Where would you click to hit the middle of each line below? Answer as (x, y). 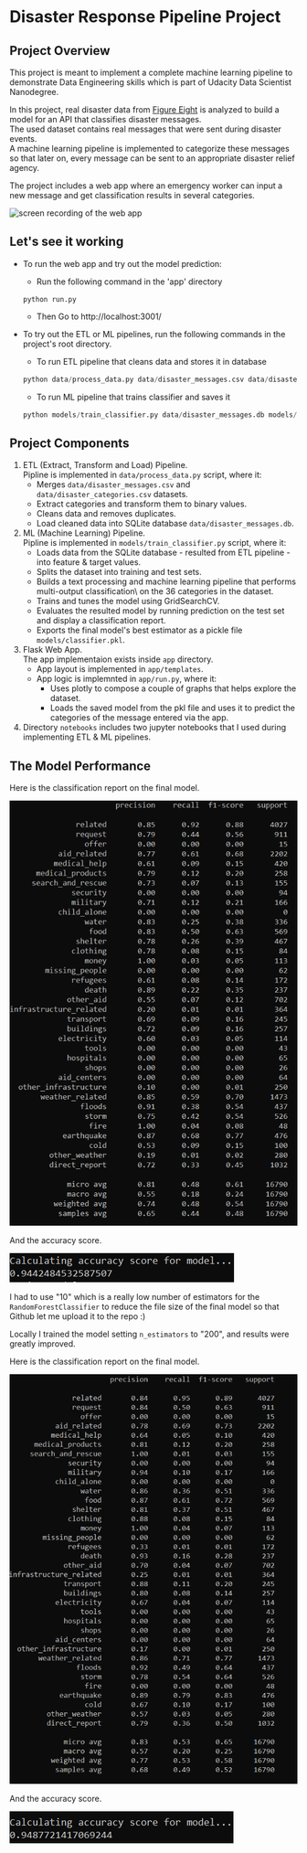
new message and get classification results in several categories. (132, 195)
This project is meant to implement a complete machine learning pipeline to (151, 72)
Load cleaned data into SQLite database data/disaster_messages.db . (165, 524)
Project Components (69, 443)
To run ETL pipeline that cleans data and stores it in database (152, 361)
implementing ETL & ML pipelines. (87, 737)
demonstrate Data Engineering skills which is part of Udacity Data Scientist (151, 82)
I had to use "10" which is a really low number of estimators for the (135, 1296)
